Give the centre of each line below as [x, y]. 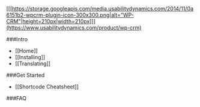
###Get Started [26, 75]
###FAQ [17, 98]
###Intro [17, 39]
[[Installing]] [30, 57]
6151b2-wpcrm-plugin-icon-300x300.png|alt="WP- [70, 15]
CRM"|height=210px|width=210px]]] [51, 21]
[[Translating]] [33, 63]
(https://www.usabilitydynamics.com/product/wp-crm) [74, 27]
